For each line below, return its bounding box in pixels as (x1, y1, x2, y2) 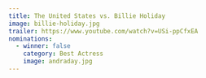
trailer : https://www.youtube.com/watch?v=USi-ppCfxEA (8, 27, 199, 35)
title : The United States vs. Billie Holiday (8, 11, 165, 20)
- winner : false (15, 42, 71, 50)
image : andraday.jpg (23, 58, 93, 66)
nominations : (8, 34, 53, 43)
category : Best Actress (23, 50, 104, 58)
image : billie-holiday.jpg (8, 19, 100, 28)
